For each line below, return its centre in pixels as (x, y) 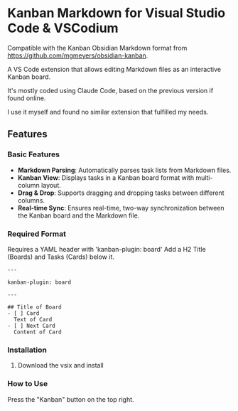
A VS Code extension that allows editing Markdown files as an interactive (114, 69)
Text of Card (33, 319)
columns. (31, 200)
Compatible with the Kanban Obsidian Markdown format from (97, 48)
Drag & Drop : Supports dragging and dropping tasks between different (121, 193)
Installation (27, 350)
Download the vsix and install (61, 365)
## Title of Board (34, 307)
